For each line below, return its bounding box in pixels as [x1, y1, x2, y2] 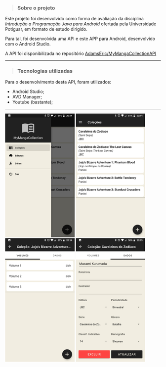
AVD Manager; [12, 93, 42, 99]
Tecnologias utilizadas [17, 68, 73, 75]
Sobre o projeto [17, 4, 55, 11]
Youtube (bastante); [12, 99, 53, 105]
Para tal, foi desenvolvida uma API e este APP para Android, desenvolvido [5, 36, 156, 42]
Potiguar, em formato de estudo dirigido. [5, 26, 87, 32]
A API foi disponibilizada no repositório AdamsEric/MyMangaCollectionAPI [5, 50, 157, 56]
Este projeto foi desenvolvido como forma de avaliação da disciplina [5, 16, 144, 22]
